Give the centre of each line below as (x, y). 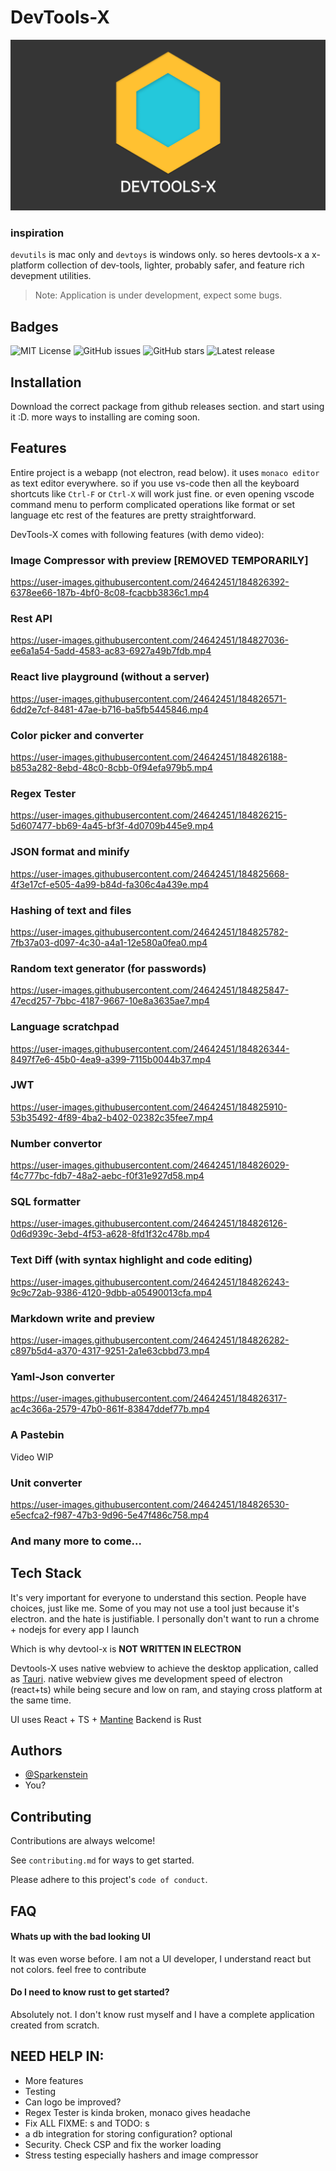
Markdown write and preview (82, 1318)
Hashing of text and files (71, 910)
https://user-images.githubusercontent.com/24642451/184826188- (149, 757)
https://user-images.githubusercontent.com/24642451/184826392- (150, 582)
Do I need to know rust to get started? (90, 1992)
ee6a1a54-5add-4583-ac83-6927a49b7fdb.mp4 (111, 651)
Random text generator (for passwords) (108, 968)
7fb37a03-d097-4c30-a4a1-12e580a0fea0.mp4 (109, 942)
